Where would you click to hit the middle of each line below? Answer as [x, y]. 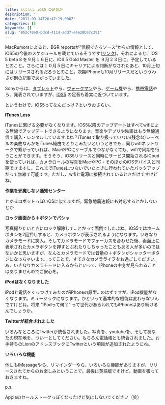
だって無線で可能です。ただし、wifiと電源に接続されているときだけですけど [82, 174]
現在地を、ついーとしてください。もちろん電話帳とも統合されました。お [87, 338]
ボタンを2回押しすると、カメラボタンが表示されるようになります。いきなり [82, 234]
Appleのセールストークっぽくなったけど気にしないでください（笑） [73, 397]
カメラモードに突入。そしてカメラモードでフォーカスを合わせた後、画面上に [82, 241]
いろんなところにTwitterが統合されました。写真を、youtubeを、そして [76, 332]
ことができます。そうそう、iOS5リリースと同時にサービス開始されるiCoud [84, 156]
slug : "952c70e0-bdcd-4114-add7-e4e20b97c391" [54, 32]
